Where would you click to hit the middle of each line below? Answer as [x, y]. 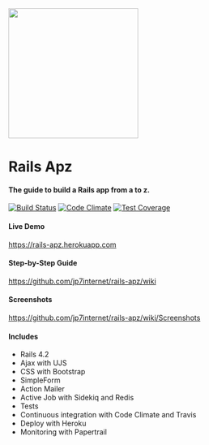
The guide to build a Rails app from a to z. [79, 189]
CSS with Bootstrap [53, 372]
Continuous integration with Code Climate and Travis [108, 415]
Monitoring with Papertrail [64, 432]
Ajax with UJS [43, 363]
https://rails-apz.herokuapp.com [62, 244]
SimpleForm [40, 380]
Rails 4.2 [34, 354]
